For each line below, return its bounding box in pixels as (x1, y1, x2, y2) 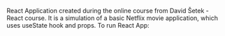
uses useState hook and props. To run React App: (6, 21, 150, 29)
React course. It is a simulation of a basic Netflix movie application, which (6, 14, 218, 22)
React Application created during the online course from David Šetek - (6, 7, 209, 15)
